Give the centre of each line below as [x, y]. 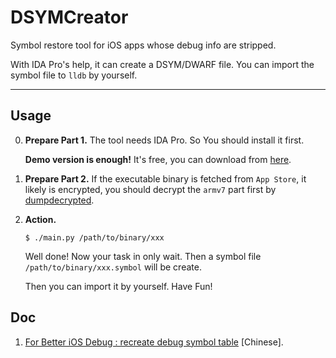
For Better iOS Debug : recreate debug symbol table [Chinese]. [154, 342]
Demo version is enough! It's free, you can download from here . [158, 159]
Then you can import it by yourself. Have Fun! [118, 286]
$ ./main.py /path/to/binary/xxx [94, 237]
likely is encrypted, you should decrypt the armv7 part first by [150, 189]
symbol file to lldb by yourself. [74, 75]
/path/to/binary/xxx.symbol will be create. [113, 267]
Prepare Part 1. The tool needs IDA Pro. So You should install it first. [164, 140]
